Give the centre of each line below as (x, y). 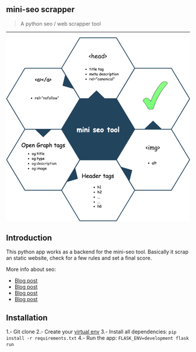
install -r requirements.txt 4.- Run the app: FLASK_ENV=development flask (97, 338)
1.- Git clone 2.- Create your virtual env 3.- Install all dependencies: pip (91, 332)
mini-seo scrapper (40, 10)
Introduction (29, 238)
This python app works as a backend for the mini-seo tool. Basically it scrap (97, 252)
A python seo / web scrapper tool (60, 23)
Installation (27, 318)
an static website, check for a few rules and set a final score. (79, 258)
